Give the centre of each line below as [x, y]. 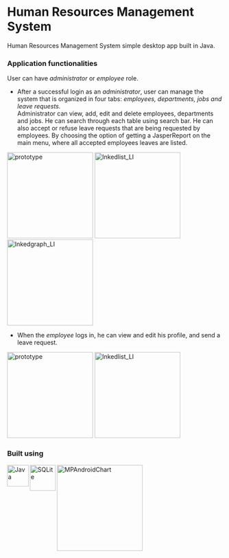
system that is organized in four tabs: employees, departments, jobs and [119, 99]
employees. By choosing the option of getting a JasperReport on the [114, 135]
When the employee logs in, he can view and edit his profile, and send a [119, 335]
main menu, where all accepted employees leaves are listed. [102, 143]
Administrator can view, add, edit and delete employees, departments [115, 113]
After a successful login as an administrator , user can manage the [110, 92]
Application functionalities [52, 63]
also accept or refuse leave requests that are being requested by [109, 129]
